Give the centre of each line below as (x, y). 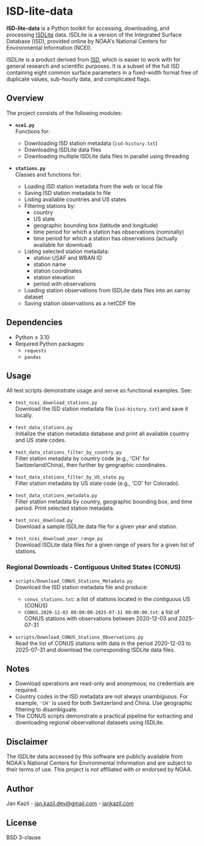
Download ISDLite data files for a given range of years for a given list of (105, 545)
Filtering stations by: (50, 205)
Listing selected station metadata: (67, 251)
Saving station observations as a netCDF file (80, 303)
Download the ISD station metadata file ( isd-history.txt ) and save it (102, 409)
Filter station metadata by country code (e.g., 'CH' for (83, 458)
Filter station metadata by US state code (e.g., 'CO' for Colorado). (97, 484)
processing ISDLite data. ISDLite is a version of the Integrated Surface (94, 34)
